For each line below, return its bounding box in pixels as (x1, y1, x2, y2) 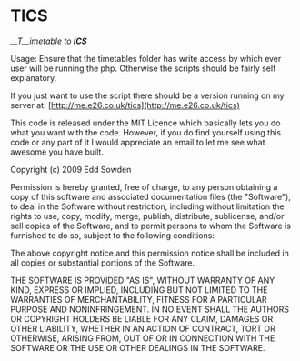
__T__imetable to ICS (10, 35, 87, 46)
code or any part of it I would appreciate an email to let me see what (10, 136, 265, 147)
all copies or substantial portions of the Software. (10, 256, 195, 268)
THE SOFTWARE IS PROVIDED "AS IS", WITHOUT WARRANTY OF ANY (10, 275, 275, 286)
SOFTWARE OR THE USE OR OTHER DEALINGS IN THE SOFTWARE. (10, 342, 265, 353)
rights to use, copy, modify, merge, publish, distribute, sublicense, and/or (10, 210, 285, 221)
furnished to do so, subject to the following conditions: (10, 229, 215, 241)
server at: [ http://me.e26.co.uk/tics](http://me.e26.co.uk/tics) (10, 99, 240, 110)
